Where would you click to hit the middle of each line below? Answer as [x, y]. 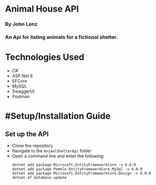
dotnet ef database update [39, 177]
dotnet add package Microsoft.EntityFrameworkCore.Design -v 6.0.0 [81, 173]
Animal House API [42, 9]
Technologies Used [45, 57]
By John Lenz [21, 24]
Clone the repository [32, 145]
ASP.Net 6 [22, 76]
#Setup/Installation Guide [58, 116]
